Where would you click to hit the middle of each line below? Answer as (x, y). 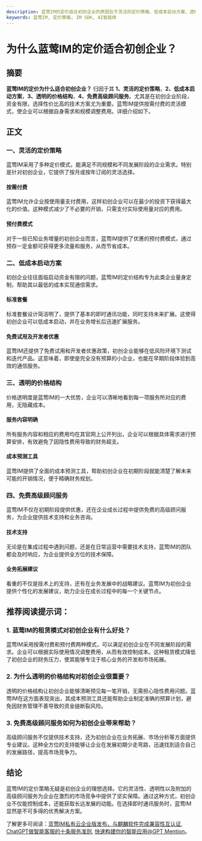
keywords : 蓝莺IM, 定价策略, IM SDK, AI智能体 (62, 17)
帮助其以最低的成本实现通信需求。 (59, 284)
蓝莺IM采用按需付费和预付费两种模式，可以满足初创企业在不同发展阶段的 (96, 645)
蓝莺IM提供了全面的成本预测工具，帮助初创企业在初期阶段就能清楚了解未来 (99, 471)
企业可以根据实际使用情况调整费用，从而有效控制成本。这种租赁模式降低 (106, 652)
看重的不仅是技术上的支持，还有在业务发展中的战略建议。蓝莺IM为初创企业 (99, 583)
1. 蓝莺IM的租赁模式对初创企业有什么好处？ (69, 630)
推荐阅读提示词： (38, 612)
